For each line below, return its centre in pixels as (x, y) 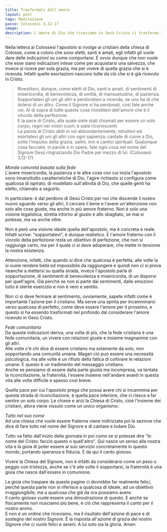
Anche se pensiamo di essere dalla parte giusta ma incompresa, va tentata (82, 370)
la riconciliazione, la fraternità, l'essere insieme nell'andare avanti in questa (82, 375)
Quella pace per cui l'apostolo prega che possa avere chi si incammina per (82, 390)
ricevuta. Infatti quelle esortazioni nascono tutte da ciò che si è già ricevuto (82, 74)
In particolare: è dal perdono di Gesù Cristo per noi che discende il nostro (80, 198)
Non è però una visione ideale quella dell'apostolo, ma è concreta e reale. (80, 229)
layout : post (19, 14)
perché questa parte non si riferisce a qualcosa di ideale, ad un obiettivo (79, 487)
